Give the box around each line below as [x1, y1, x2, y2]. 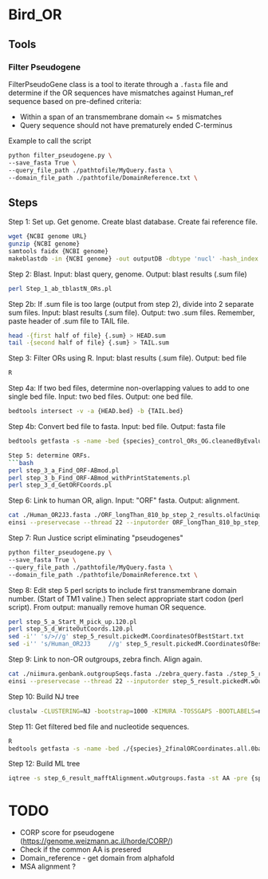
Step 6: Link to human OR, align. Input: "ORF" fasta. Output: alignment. [8, 495, 240, 505]
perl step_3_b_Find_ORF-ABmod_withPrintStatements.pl [8, 474, 191, 482]
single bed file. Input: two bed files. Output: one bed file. [8, 392, 194, 401]
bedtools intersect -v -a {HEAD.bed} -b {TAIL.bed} [8, 408, 183, 416]
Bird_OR [8, 6, 62, 24]
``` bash [8, 459, 34, 467]
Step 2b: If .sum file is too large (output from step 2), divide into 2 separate [8, 299, 254, 308]
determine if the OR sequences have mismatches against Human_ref [8, 88, 234, 97]
